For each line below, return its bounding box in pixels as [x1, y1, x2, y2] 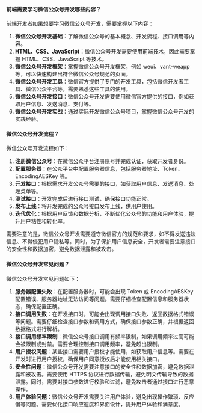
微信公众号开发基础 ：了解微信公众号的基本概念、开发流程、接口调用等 [14, 33, 189, 40]
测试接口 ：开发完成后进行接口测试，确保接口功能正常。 [14, 195, 152, 203]
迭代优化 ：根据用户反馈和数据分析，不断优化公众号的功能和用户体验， [14, 210, 189, 218]
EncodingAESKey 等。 [14, 173, 70, 180]
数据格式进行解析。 [14, 325, 63, 332]
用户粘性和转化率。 [20, 218, 68, 225]
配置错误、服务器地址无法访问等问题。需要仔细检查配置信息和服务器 [14, 295, 184, 302]
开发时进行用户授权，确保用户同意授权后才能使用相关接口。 [14, 355, 163, 363]
